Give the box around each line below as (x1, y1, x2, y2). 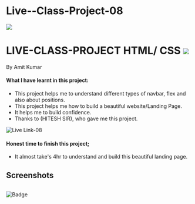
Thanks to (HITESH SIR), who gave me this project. (14, 115, 138, 122)
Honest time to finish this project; (6, 140, 90, 147)
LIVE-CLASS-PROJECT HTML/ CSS (6, 44, 181, 57)
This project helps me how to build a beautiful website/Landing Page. (14, 103, 183, 110)
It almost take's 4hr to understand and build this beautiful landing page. (14, 153, 188, 160)
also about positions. (14, 96, 66, 104)
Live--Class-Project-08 (6, 4, 123, 18)
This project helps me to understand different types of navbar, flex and (14, 90, 186, 97)
